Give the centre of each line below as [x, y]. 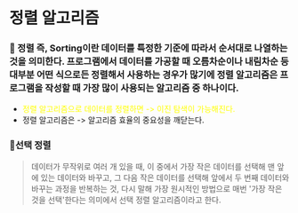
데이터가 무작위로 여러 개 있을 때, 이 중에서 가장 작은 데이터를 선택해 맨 [153, 166]
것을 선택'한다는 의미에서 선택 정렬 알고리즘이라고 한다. [126, 200]
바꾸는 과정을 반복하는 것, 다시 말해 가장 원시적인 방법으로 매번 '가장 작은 [157, 188]
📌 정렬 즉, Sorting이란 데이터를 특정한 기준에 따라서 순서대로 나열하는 [149, 48]
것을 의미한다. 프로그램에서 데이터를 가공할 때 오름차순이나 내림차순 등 [149, 61]
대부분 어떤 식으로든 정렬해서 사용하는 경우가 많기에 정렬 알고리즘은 [144, 75]
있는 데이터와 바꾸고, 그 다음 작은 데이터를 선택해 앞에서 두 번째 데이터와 [165, 177]
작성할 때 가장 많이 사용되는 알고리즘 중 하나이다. [142, 88]
